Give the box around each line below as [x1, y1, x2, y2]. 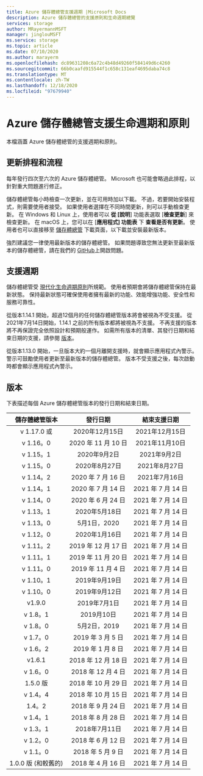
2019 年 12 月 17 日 [69, 542, 128, 550]
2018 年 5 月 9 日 [73, 748, 124, 756]
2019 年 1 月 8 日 [73, 645, 124, 653]
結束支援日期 [142, 415, 179, 424]
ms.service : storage [6, 37, 59, 43]
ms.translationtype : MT [6, 71, 67, 77]
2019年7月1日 [77, 599, 120, 608]
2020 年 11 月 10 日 [69, 439, 128, 447]
